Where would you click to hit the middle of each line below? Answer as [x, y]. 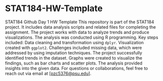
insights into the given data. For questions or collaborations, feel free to [77, 68]
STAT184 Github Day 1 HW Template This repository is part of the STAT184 [80, 22]
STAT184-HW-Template [54, 8]
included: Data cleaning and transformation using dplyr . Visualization [74, 42]
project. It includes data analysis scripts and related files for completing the [81, 27]
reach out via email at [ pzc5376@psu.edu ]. [48, 73]
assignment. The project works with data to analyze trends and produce [77, 32]
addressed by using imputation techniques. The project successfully [74, 53]
